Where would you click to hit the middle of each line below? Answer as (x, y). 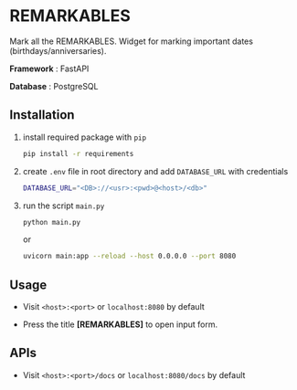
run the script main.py (64, 206)
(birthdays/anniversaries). (58, 50)
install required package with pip (85, 137)
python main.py (52, 222)
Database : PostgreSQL (54, 86)
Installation (42, 115)
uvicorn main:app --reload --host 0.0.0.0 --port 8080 (129, 257)
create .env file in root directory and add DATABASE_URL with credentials (155, 171)
